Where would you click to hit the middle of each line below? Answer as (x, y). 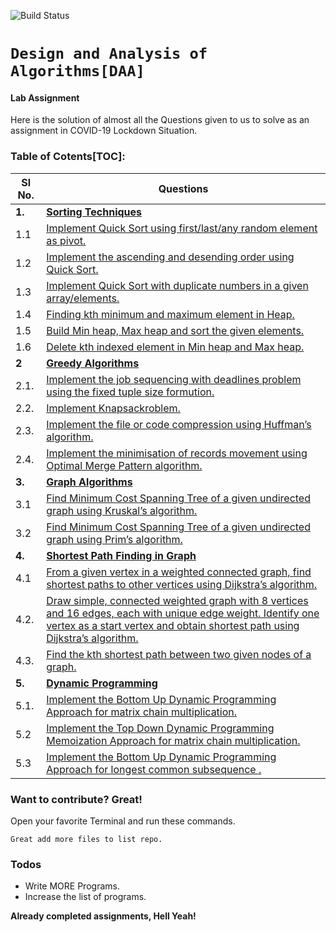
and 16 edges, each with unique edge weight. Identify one (183, 613)
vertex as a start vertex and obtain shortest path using (173, 625)
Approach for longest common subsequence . (154, 769)
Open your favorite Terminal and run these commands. (123, 821)
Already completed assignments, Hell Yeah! (103, 916)
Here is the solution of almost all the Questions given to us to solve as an (160, 120)
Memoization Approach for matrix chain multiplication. (173, 740)
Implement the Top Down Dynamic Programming (160, 728)
